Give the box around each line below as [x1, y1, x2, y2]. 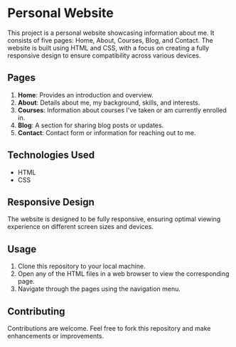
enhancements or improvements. [7, 332, 104, 340]
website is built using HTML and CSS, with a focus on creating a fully [7, 43, 210, 52]
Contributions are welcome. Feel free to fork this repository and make [7, 324, 211, 332]
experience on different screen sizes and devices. [7, 223, 154, 231]
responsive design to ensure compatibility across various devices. [7, 51, 201, 60]
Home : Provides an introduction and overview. [17, 90, 154, 99]
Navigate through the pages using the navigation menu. [17, 284, 181, 293]
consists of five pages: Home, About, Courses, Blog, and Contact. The [7, 36, 213, 44]
